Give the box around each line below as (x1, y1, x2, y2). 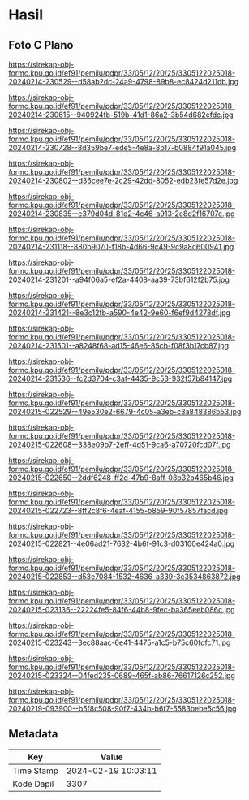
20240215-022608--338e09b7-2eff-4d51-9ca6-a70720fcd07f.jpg (8, 440, 231, 449)
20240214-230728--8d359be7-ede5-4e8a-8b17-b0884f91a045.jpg (8, 143, 237, 152)
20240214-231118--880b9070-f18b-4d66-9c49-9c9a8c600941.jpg (8, 242, 234, 251)
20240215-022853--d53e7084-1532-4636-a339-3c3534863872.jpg (8, 572, 241, 582)
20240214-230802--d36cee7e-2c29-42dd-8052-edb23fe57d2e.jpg (8, 176, 238, 185)
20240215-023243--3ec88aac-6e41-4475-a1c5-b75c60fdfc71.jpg (8, 638, 231, 647)
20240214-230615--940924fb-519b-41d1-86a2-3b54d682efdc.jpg (8, 110, 234, 119)
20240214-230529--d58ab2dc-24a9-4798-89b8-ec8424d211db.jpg (8, 77, 239, 86)
